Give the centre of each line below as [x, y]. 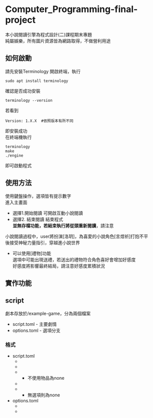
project [21, 20]
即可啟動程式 [18, 165]
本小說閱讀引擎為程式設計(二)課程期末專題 [49, 34]
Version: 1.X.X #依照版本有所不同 [39, 121]
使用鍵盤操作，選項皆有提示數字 [38, 196]
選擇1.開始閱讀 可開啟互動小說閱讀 [48, 213]
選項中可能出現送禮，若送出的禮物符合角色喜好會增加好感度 [74, 259]
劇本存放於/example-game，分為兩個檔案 [48, 313]
